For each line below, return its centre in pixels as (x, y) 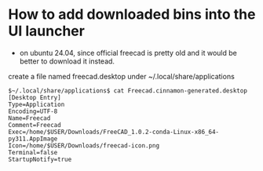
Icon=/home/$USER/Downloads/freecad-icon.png (84, 146)
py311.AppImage (33, 139)
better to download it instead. (67, 61)
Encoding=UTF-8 (33, 111)
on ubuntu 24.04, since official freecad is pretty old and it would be (128, 53)
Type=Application (37, 104)
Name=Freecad (29, 118)
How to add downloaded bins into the (132, 15)
